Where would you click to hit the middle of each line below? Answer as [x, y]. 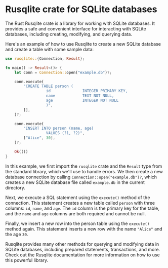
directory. [15, 187]
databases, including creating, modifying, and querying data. [69, 34]
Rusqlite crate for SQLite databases [81, 9]
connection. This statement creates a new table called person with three [80, 203]
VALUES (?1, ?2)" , [65, 133]
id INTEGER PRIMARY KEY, [87, 91]
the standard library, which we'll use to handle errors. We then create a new [84, 171]
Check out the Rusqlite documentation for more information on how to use [83, 255]
